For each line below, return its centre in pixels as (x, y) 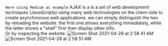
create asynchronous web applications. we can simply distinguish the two (82, 18)
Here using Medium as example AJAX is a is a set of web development (77, 7)
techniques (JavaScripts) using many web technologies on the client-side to (84, 12)
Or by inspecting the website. (36, 33)
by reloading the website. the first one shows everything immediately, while (83, 23)
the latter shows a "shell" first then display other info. (60, 28)
